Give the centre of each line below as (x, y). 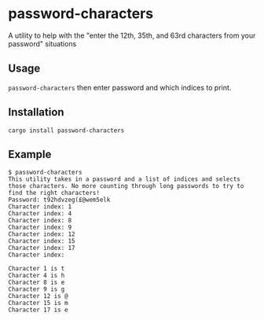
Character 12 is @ (38, 296)
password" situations (42, 43)
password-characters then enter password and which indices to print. (120, 87)
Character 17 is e (38, 310)
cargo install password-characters (66, 131)
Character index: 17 (42, 248)
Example (30, 154)
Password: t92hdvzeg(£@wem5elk (59, 200)
